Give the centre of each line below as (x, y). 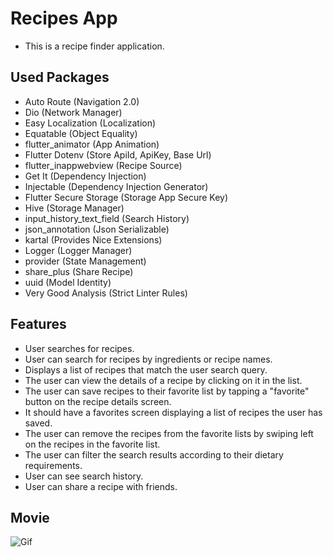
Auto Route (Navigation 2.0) (82, 101)
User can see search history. (84, 476)
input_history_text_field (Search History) (107, 218)
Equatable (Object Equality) (81, 133)
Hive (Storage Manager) (74, 208)
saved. (38, 423)
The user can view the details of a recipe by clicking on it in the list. (163, 380)
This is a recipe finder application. (94, 46)
